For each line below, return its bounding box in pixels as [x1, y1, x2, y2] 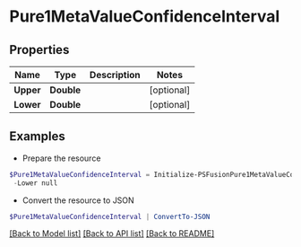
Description [89, 69, 141, 81]
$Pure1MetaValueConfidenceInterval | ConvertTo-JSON [9, 212, 211, 221]
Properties [9, 42, 70, 57]
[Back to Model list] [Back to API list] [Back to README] [9, 228, 215, 239]
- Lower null [13, 178, 58, 188]
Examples [9, 128, 65, 145]
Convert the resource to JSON [21, 195, 134, 206]
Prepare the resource [21, 153, 101, 163]
